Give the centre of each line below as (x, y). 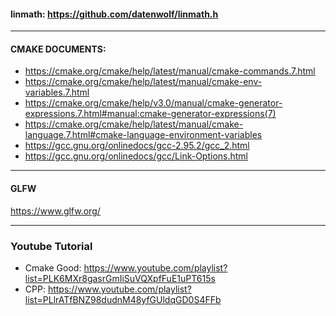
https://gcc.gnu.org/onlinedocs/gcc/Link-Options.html (136, 156)
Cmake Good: (53, 267)
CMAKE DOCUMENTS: (58, 49)
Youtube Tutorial (51, 246)
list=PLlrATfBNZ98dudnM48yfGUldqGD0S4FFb (123, 299)
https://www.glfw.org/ (55, 211)
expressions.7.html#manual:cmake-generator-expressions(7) (150, 114)
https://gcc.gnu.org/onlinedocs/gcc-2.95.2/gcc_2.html (137, 146)
